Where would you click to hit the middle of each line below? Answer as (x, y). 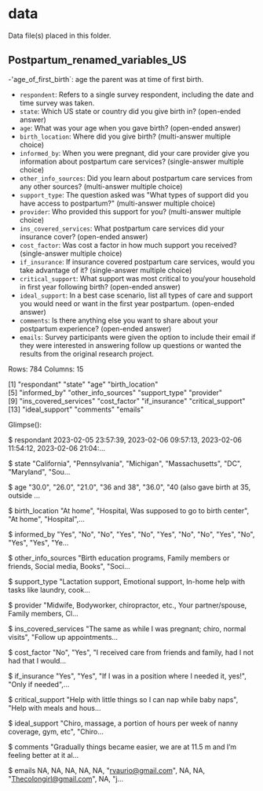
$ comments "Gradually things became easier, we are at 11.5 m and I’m (122, 747)
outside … (24, 495)
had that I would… (37, 660)
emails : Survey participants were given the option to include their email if (137, 337)
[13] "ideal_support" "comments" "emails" (76, 409)
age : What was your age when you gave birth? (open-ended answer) (130, 128)
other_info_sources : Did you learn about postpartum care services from (136, 178)
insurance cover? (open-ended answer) (84, 236)
